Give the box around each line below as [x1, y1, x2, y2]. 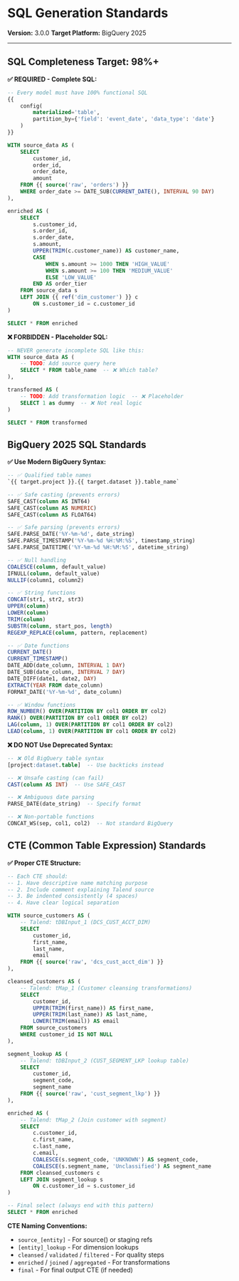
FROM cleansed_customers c [20, 1169, 100, 1176]
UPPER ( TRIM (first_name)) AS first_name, [33, 1005, 154, 1012]
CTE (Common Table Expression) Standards [7, 839, 206, 852]
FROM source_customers [20, 1025, 87, 1032]
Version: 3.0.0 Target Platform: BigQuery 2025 [7, 28, 147, 37]
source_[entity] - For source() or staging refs [17, 1235, 153, 1244]
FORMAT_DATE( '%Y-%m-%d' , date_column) [7, 688, 122, 695]
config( [20, 102, 43, 110]
